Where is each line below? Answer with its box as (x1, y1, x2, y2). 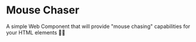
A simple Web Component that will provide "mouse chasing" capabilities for (6, 23, 191, 30)
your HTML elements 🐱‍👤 (6, 29, 66, 36)
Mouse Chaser (6, 3, 80, 17)
